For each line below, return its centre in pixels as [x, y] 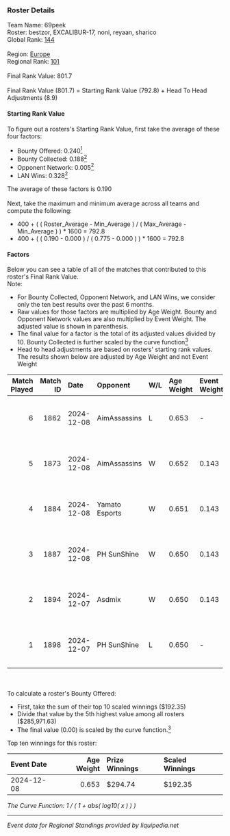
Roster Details [31, 10]
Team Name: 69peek [37, 25]
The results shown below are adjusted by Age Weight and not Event [113, 356]
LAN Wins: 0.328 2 [42, 175]
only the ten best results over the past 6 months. [85, 305]
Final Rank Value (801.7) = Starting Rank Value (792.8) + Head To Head [107, 90]
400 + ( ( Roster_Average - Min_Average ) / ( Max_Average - [102, 224]
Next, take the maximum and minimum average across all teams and [103, 203]
